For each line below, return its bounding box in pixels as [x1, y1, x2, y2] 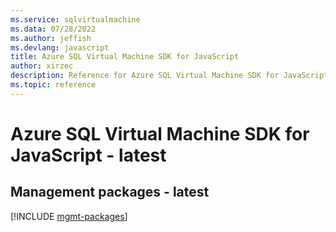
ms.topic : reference [10, 80, 97, 90]
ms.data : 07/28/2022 [10, 24, 97, 34]
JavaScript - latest [10, 144, 167, 166]
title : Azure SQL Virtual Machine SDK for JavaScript [10, 52, 240, 62]
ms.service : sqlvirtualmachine [10, 14, 141, 25]
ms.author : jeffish [10, 33, 92, 43]
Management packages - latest [10, 184, 210, 201]
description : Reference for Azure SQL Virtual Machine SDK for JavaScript [10, 71, 329, 81]
